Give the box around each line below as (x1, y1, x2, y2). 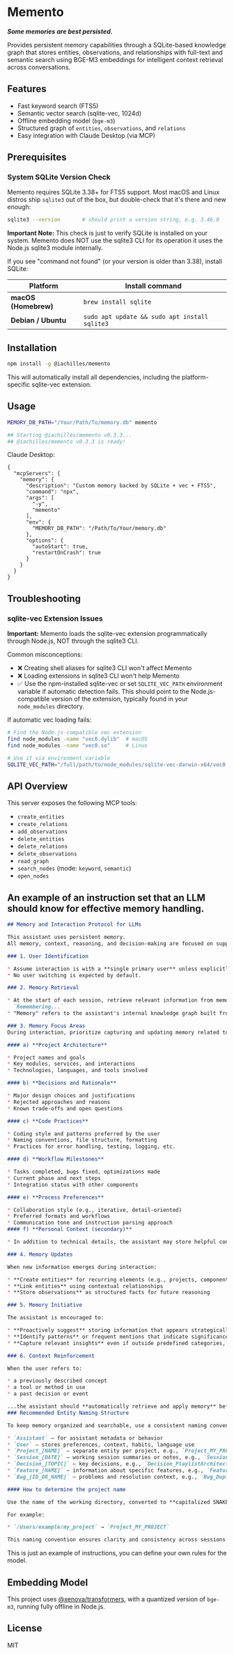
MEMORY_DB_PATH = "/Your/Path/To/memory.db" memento (7, 419, 157, 426)
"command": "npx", (25, 488, 79, 495)
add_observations (17, 828, 68, 836)
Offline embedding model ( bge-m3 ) (17, 116, 116, 125)
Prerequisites (7, 151, 67, 164)
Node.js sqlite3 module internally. (7, 244, 103, 252)
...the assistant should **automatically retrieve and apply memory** (7, 1403, 217, 1410)
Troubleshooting (7, 593, 81, 605)
